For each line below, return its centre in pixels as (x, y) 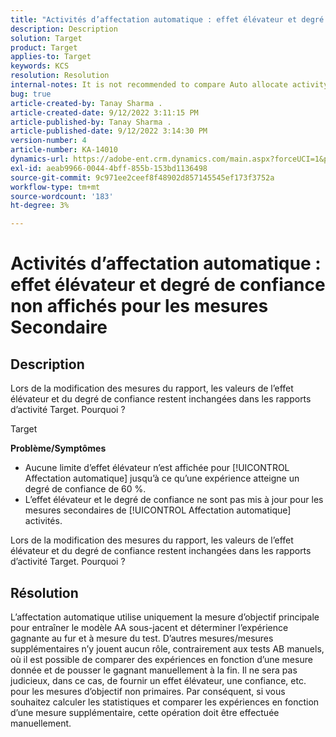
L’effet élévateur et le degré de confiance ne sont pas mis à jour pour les (174, 500)
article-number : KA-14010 (64, 150)
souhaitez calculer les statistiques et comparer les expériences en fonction (165, 702)
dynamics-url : (40, 159)
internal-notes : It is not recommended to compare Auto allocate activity (169, 85)
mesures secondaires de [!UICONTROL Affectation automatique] (158, 510)
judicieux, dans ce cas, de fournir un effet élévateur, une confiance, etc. (158, 680)
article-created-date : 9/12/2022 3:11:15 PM (104, 112)
